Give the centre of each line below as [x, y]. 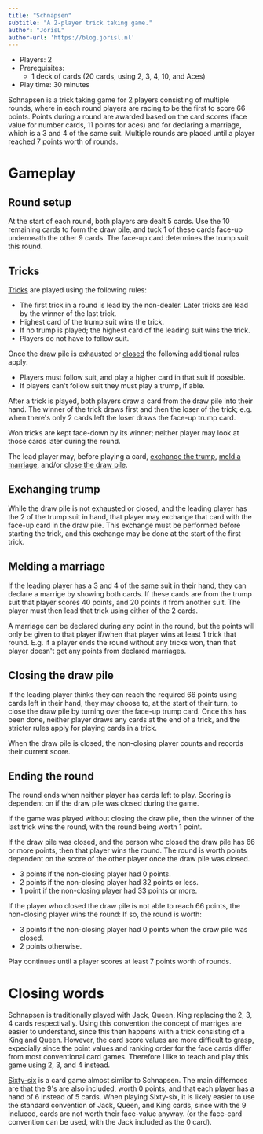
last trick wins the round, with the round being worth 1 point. [105, 827]
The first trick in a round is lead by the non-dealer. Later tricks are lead [134, 305]
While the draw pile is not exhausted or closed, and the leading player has [128, 508]
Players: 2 [36, 60]
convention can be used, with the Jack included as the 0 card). [110, 1122]
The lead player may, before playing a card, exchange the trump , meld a [124, 457]
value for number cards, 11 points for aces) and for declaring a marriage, [125, 125]
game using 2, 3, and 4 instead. [59, 1065]
